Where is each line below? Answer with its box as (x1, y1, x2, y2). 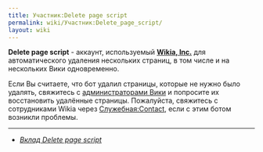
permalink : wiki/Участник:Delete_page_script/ (8, 19, 163, 27)
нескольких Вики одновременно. (8, 64, 120, 74)
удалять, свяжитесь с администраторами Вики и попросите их (8, 88, 219, 97)
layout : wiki (8, 26, 51, 34)
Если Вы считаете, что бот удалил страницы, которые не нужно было (8, 79, 241, 89)
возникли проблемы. (8, 113, 78, 122)
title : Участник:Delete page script (8, 11, 128, 20)
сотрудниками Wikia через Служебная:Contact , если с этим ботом (8, 104, 232, 114)
